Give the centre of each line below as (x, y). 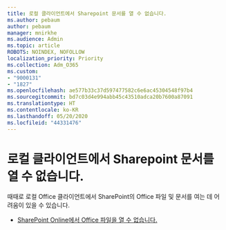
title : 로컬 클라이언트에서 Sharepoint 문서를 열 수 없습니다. (87, 13)
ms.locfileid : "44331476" (44, 123)
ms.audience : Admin (35, 39)
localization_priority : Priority (55, 59)
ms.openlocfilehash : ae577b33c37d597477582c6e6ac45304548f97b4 (100, 90)
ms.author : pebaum (34, 20)
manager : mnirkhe (32, 33)
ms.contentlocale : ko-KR (43, 110)
